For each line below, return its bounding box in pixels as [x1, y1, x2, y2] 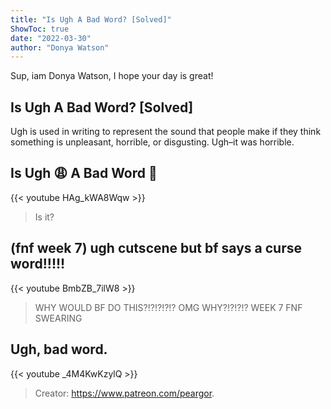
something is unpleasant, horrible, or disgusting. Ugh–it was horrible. [10, 136, 295, 148]
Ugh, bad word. [10, 341, 108, 358]
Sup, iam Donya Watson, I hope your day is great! [10, 70, 214, 82]
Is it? [34, 211, 55, 223]
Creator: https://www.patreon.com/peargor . [34, 387, 215, 399]
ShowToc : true [10, 24, 70, 34]
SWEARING [34, 312, 83, 324]
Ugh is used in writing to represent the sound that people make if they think [10, 126, 322, 138]
